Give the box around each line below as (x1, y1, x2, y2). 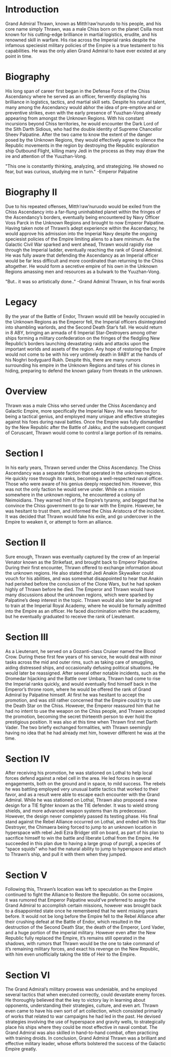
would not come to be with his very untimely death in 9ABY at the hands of (5, 351, 163, 357)
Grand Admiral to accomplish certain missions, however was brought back (5, 903, 162, 909)
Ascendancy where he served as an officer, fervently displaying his (5, 93, 147, 99)
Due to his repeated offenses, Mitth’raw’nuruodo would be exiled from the (5, 203, 161, 209)
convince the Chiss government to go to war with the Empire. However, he (5, 502, 162, 508)
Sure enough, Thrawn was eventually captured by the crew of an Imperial (5, 553, 160, 559)
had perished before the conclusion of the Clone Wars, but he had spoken (5, 580, 161, 587)
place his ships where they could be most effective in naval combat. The (5, 1024, 158, 1030)
